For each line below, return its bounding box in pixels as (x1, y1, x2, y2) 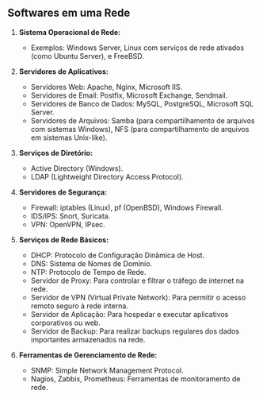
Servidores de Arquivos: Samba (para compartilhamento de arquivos (30, 115, 255, 126)
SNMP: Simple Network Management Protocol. (30, 365, 184, 375)
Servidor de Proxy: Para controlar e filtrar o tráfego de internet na (30, 276, 245, 285)
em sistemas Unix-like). (30, 133, 108, 142)
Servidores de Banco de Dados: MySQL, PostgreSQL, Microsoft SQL (30, 99, 254, 108)
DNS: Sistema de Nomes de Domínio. (30, 258, 152, 269)
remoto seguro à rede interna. (30, 301, 128, 311)
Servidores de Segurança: (18, 187, 108, 197)
